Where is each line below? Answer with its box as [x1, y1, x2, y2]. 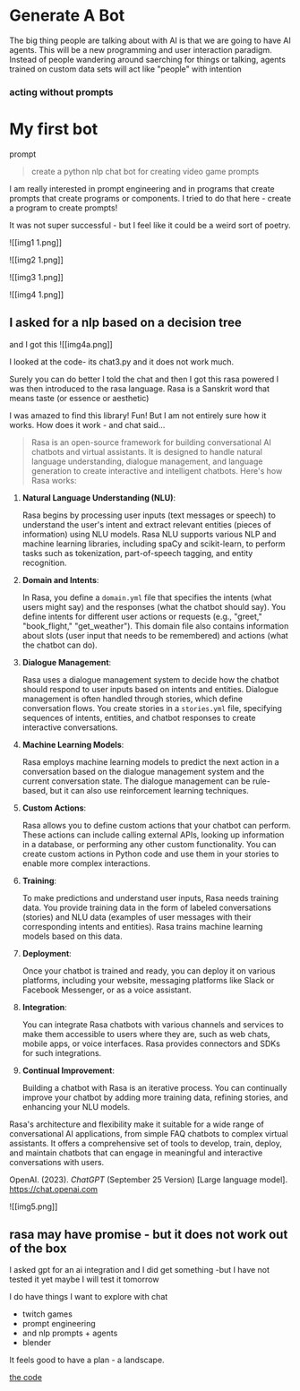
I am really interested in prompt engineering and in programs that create [9, 183, 275, 193]
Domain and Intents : [21, 574, 99, 585]
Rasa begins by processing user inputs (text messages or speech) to [21, 510, 276, 520]
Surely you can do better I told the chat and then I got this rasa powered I [9, 374, 279, 384]
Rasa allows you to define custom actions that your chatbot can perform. [21, 820, 291, 830]
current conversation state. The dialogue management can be [21, 776, 251, 786]
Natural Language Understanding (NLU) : [21, 492, 176, 502]
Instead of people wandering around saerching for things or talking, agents [9, 54, 287, 64]
